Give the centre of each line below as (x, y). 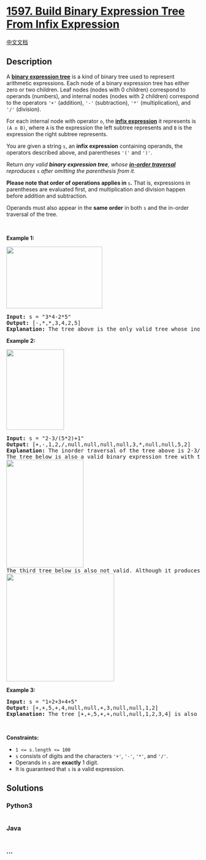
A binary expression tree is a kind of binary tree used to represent (90, 76)
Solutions (25, 789)
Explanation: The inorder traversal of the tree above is (95, 450)
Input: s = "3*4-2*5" (39, 317)
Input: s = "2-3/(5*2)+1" (45, 438)
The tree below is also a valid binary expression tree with (100, 456)
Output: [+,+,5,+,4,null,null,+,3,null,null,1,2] (82, 708)
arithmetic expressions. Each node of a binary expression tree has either (98, 83)
